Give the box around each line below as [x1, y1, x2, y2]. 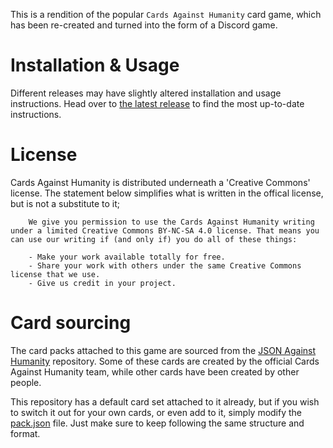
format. [10, 427, 41, 439]
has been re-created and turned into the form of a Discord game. [10, 19, 278, 31]
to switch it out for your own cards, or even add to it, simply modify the [10, 406, 303, 418]
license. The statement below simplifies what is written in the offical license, [10, 187, 324, 199]
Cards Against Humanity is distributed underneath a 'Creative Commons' [10, 176, 311, 188]
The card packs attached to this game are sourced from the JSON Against [10, 344, 317, 356]
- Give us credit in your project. [28, 278, 177, 288]
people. [10, 376, 42, 388]
